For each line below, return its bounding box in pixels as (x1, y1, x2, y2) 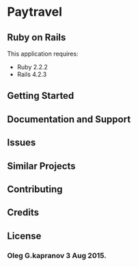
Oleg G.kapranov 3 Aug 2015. (7, 251, 107, 260)
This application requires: (7, 49, 79, 58)
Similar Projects (7, 160, 77, 172)
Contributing (7, 183, 63, 195)
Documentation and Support (7, 113, 131, 125)
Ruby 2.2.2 (16, 63, 48, 71)
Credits (7, 207, 40, 218)
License (7, 230, 42, 242)
